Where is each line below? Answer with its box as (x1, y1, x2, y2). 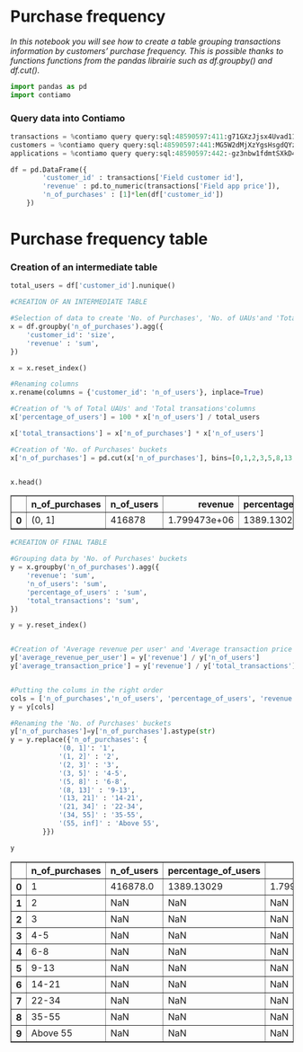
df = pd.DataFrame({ (10, 165, 88, 174)
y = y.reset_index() (10, 620, 88, 630)
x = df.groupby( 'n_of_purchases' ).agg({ (10, 322, 165, 332)
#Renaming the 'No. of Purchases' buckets (10, 718, 172, 727)
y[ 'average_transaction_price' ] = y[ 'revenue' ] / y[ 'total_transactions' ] (10, 662, 297, 671)
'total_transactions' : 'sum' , (26, 596, 140, 605)
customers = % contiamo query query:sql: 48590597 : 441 (10, 140, 212, 149)
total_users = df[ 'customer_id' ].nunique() (10, 281, 176, 290)
